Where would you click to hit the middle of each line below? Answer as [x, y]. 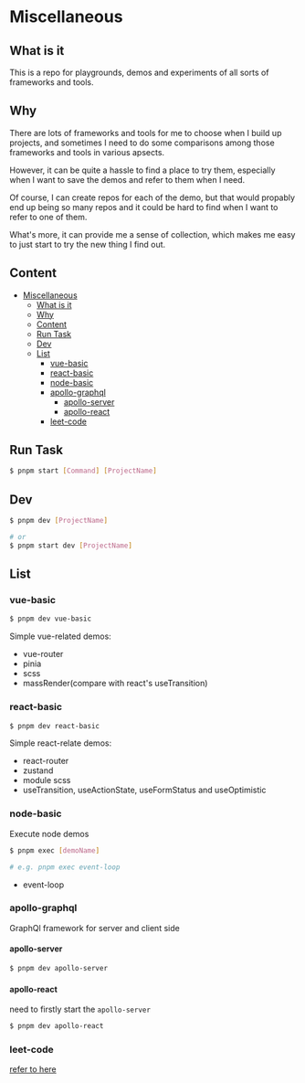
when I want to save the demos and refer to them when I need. [127, 179]
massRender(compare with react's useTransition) [115, 684]
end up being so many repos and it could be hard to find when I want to [144, 207]
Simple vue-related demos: [60, 636]
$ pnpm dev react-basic [55, 726]
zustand [38, 770]
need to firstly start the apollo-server [80, 1009]
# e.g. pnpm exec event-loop [65, 867]
